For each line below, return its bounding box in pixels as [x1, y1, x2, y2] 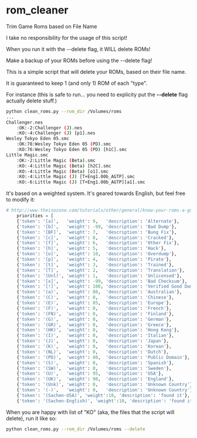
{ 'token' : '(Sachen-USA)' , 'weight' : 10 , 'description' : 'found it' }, [16, 392, 191, 398]
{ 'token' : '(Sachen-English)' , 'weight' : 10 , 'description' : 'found [16, 398, 185, 404]
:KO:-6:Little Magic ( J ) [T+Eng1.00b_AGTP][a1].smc [16, 179, 145, 185]
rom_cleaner [6, 4, 69, 17]
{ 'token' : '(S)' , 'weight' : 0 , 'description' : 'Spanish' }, [16, 360, 175, 366]
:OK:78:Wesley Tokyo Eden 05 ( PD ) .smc [16, 141, 111, 147]
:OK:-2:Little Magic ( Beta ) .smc [16, 158, 96, 163]
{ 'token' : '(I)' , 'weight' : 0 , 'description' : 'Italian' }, [16, 333, 175, 338]
